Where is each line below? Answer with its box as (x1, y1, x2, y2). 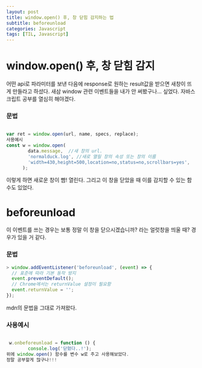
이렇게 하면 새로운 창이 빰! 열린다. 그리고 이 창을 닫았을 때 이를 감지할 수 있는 (6, 176, 186, 184)
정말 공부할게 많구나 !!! (6, 357, 57, 363)
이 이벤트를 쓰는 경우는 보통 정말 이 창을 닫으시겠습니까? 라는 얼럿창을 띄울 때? (6, 226, 190, 233)
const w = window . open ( (6, 142, 66, 148)
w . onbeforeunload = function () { (8, 340, 96, 346)
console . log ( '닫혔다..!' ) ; (28, 346, 92, 352)
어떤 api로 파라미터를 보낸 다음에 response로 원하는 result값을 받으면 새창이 (6, 80, 186, 87)
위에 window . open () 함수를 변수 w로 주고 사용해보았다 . (6, 351, 130, 358)
